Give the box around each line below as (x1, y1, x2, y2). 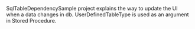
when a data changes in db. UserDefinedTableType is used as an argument (6, 11, 189, 18)
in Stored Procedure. (6, 17, 57, 24)
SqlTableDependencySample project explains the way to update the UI (6, 5, 178, 12)
